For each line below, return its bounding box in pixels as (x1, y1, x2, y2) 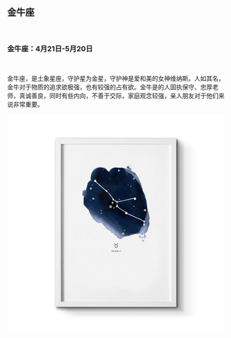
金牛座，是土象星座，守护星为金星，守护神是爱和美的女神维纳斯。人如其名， (7, 75, 225, 83)
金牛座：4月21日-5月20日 (7, 44, 93, 53)
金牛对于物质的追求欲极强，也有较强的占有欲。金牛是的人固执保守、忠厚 (7, 83, 212, 91)
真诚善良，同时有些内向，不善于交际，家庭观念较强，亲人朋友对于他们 (19, 92, 219, 100)
